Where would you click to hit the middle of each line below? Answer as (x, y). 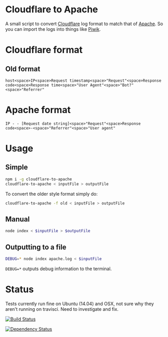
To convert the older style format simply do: (52, 194)
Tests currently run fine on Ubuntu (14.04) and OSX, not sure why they (80, 304)
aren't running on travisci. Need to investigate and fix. (62, 309)
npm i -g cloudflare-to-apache (39, 179)
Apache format (38, 110)
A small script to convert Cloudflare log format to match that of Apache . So (84, 24)
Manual (17, 219)
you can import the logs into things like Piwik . (53, 29)
